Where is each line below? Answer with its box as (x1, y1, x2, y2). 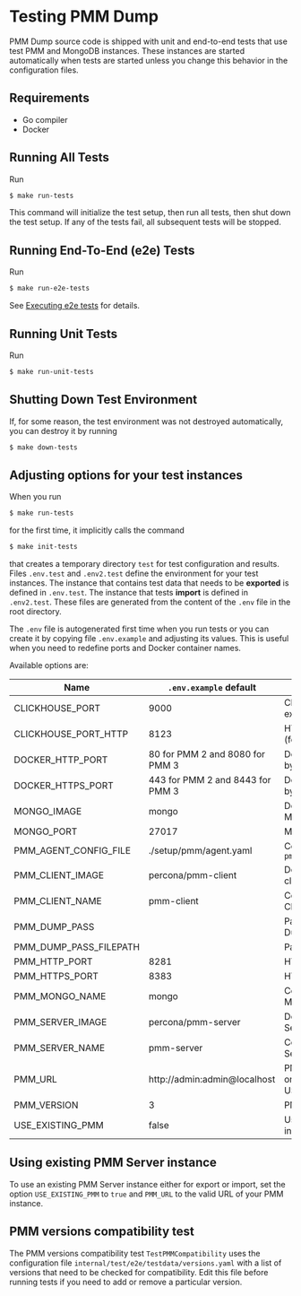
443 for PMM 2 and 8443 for (148, 774, 271, 787)
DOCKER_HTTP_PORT (13, 753, 108, 766)
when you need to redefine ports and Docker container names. (9, 643, 242, 654)
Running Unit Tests (9, 326, 118, 342)
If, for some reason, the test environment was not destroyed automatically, (9, 415, 284, 427)
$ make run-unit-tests (9, 367, 94, 376)
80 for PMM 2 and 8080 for (148, 748, 266, 761)
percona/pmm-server (148, 1016, 241, 1029)
